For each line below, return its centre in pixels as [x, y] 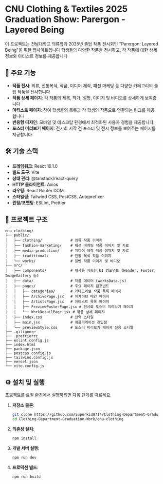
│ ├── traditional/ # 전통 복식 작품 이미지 [58, 256]
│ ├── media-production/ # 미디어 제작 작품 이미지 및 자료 [67, 251]
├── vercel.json [21, 362]
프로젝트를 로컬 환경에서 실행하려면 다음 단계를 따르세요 [58, 395]
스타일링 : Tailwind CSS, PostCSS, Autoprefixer [58, 197]
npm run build [26, 477]
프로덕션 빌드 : [25, 467]
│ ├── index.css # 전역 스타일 [49, 317]
